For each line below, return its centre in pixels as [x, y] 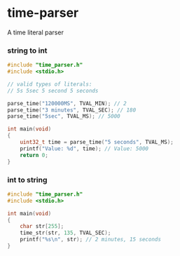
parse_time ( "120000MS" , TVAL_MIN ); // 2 [67, 103]
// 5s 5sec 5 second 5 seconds [53, 90]
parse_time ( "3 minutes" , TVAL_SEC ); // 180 [72, 110]
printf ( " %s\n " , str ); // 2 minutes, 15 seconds [90, 240]
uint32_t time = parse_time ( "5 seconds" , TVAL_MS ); [97, 142]
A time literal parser [36, 32]
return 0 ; [34, 155]
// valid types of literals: [50, 84]
